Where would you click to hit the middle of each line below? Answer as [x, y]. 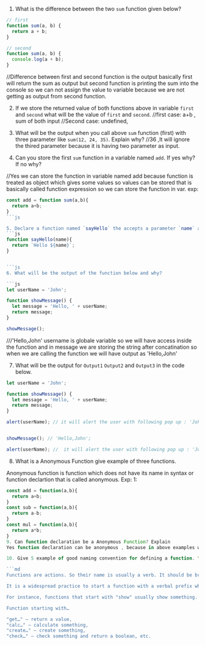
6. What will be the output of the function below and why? [85, 273]
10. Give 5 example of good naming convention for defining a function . [101, 558]
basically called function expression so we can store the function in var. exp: [103, 189]
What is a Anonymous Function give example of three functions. [96, 461]
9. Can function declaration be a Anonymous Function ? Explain [88, 542]
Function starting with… [38, 608]
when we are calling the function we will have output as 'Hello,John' [92, 353]
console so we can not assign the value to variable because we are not [95, 90]
